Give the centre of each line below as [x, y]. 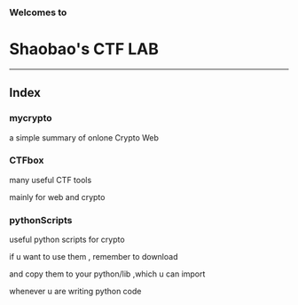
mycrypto [31, 118]
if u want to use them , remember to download [94, 257]
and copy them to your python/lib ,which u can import [107, 274]
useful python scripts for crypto [67, 240]
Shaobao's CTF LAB [84, 49]
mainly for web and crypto [57, 197]
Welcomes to [38, 12]
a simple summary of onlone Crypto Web [84, 137]
